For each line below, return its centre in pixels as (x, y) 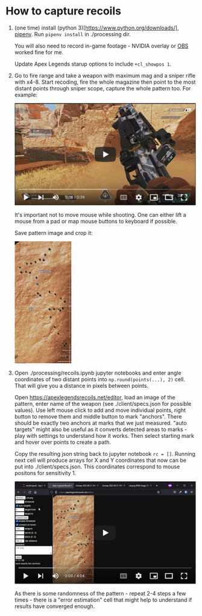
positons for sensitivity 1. (45, 473)
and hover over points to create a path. (63, 442)
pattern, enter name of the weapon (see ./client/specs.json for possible (103, 404)
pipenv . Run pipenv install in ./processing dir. (72, 34)
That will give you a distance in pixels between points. (81, 386)
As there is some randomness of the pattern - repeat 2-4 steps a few (100, 594)
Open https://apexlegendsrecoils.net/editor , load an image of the (95, 397)
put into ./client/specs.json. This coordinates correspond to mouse (97, 467)
